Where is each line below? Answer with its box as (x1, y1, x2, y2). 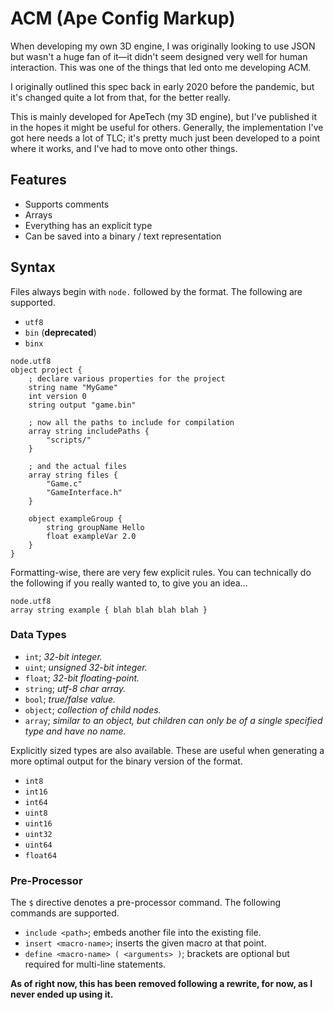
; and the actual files (28, 461, 128, 471)
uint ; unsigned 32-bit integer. (24, 661, 148, 673)
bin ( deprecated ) (24, 326, 97, 338)
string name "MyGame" (28, 382, 118, 392)
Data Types (10, 628, 67, 642)
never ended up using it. (10, 988, 114, 1001)
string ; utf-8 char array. (24, 682, 127, 694)
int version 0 (28, 391, 87, 401)
